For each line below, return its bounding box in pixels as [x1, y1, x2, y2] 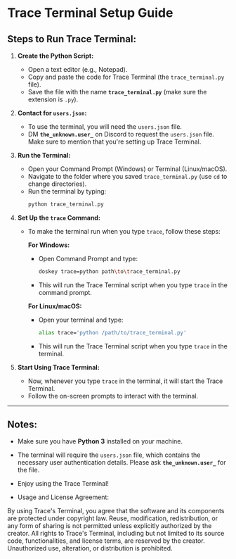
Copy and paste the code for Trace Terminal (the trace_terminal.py [27, 73, 225, 81]
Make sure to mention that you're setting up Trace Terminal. [27, 137, 202, 146]
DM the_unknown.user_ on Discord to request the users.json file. [27, 130, 214, 138]
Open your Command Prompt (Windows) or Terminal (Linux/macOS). [27, 165, 228, 173]
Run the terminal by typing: [27, 187, 107, 195]
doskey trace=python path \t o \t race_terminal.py [38, 268, 181, 275]
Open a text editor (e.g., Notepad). [27, 65, 128, 73]
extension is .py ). [27, 95, 79, 103]
